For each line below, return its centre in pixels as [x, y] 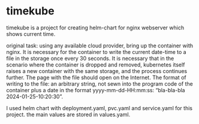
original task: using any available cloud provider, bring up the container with [100, 46]
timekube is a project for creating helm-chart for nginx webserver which [95, 28]
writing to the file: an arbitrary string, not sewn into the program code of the [99, 84]
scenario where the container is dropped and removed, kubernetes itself [96, 65]
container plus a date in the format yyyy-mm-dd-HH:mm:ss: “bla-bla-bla [96, 90]
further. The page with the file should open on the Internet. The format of [97, 77]
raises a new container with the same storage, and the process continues [97, 71]
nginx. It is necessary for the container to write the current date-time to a [97, 52]
